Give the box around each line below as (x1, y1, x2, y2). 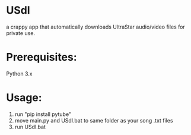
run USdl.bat (14, 123, 46, 130)
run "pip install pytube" (14, 111, 72, 118)
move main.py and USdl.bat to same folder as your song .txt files (14, 117, 173, 124)
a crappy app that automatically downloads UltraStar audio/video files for (6, 23, 185, 30)
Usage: (6, 91, 43, 105)
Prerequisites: (6, 51, 77, 64)
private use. (6, 29, 36, 36)
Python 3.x (6, 70, 33, 77)
